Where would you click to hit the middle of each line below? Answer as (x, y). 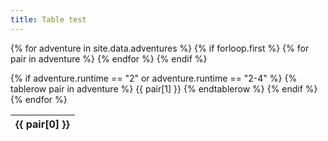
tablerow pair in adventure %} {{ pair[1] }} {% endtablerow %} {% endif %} (164, 88)
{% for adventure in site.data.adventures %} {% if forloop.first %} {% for (160, 48)
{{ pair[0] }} (42, 124)
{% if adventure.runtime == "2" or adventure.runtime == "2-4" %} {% (154, 78)
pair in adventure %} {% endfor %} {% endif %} (109, 58)
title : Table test (48, 19)
